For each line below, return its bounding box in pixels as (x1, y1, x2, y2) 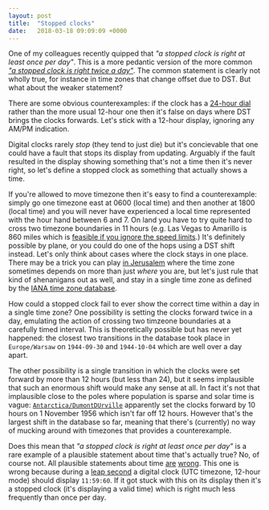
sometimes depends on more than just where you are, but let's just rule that (8, 266, 259, 276)
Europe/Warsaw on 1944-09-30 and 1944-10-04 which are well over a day (8, 342, 243, 352)
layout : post (8, 11, 52, 20)
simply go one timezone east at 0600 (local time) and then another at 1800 (8, 198, 255, 208)
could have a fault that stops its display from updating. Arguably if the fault (8, 148, 255, 158)
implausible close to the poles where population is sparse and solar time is (8, 392, 255, 401)
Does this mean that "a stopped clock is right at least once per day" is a (8, 442, 247, 451)
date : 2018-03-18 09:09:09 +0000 (8, 27, 128, 35)
